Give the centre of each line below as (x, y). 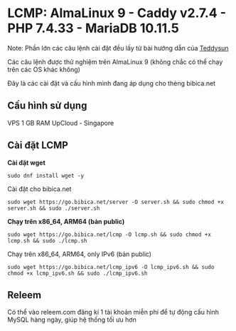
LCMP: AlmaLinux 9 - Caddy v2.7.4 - (117, 13)
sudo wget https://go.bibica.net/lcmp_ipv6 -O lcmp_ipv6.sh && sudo (111, 267)
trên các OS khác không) (44, 69)
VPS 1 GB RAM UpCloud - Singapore (61, 123)
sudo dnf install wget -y (45, 175)
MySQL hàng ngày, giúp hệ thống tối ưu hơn (72, 320)
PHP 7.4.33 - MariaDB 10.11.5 (93, 28)
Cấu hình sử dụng (47, 106)
